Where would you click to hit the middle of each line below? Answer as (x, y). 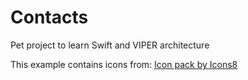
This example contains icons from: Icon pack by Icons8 (124, 64)
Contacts (49, 17)
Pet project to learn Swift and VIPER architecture (110, 45)
